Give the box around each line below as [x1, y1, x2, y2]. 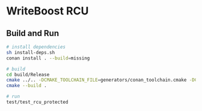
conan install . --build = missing [6, 55, 90, 61]
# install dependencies [6, 44, 66, 50]
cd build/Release [6, 71, 50, 77]
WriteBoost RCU [6, 4, 89, 18]
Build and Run [6, 28, 59, 38]
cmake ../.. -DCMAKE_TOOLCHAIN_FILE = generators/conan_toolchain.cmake [6, 77, 187, 83]
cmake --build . [6, 83, 47, 89]
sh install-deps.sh [6, 49, 55, 55]
